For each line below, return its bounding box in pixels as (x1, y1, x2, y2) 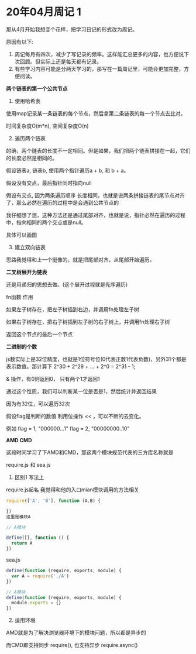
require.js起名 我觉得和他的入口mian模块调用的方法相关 (6, 486, 139, 493)
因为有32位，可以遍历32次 (6, 400, 70, 407)
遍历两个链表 (14, 135, 46, 142)
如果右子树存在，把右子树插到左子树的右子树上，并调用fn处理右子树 (6, 318, 170, 325)
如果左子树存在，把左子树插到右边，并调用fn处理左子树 (6, 305, 139, 313)
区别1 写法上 (14, 473, 44, 480)
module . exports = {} (11, 600, 61, 606)
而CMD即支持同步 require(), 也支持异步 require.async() (6, 642, 138, 649)
